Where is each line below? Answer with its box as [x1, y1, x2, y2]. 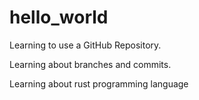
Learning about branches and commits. [9, 58, 172, 70]
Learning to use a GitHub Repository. [9, 39, 162, 51]
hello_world [9, 6, 109, 29]
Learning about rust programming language [9, 77, 189, 90]
